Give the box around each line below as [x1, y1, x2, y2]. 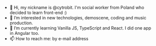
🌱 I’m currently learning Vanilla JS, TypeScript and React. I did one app [9, 25, 152, 31]
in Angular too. [9, 31, 39, 36]
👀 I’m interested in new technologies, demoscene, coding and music [9, 15, 147, 20]
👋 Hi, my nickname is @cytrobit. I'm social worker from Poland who [9, 5, 144, 10]
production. [9, 20, 33, 26]
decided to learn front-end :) [9, 10, 67, 15]
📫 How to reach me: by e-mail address [9, 36, 88, 41]
